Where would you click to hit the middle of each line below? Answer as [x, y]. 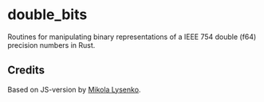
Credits [26, 71]
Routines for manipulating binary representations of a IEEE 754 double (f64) [132, 37]
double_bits [47, 15]
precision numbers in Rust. [51, 45]
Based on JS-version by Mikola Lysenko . [74, 89]
